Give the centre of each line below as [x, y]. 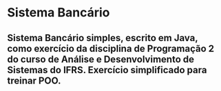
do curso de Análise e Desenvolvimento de [101, 59]
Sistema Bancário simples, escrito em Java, [103, 38]
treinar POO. [34, 80]
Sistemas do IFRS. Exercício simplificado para [107, 70]
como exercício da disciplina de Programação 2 [111, 48]
